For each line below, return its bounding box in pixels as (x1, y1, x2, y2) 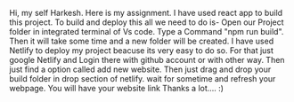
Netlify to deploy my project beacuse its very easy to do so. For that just (9, 45, 274, 56)
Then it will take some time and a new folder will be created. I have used (9, 35, 274, 46)
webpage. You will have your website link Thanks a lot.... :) (9, 83, 225, 93)
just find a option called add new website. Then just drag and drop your (9, 64, 272, 75)
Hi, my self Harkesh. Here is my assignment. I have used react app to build (9, 8, 283, 18)
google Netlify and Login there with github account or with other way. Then (9, 55, 285, 65)
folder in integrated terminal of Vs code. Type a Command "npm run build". (9, 27, 284, 36)
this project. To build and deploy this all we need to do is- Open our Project (9, 17, 284, 27)
